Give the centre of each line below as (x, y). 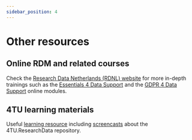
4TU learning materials (50, 110)
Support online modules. (37, 91)
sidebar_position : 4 (32, 12)
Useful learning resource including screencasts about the (77, 124)
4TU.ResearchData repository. (43, 130)
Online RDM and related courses (68, 64)
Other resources (48, 41)
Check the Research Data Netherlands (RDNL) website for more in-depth (96, 78)
